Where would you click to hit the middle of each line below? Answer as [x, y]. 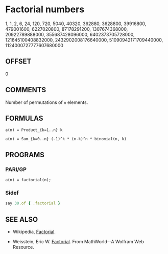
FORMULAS [24, 118]
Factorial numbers [45, 9]
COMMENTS [26, 90]
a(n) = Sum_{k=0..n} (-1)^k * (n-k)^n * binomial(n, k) [66, 139]
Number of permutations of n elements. [47, 102]
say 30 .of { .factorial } [33, 203]
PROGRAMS [25, 155]
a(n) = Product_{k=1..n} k [34, 130]
